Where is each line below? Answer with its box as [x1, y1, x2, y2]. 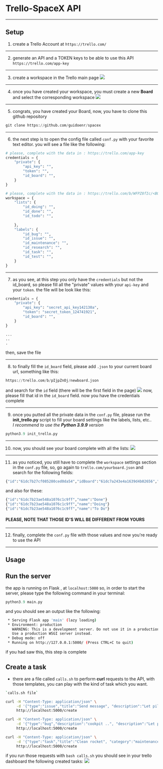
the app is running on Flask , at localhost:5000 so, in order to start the [5, 585, 145, 591]
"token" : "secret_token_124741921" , [23, 310, 97, 315]
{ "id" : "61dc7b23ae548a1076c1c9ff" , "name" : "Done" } [5, 497, 108, 502]
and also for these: [5, 488, 43, 494]
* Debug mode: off [7, 636, 45, 641]
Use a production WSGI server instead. [12, 631, 92, 636]
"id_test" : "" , [23, 254, 54, 259]
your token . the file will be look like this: [12, 287, 91, 292]
